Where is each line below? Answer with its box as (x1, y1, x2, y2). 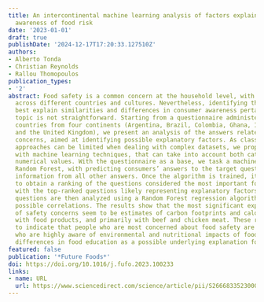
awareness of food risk (15, 19, 93, 27)
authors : (8, 48, 37, 56)
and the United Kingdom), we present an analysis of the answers (15, 128, 234, 136)
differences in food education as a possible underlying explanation (15, 238, 247, 246)
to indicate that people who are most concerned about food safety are (15, 223, 255, 232)
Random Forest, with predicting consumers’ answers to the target (15, 165, 237, 173)
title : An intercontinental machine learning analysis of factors (8, 11, 230, 20)
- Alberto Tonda (8, 56, 61, 64)
